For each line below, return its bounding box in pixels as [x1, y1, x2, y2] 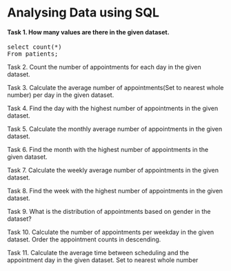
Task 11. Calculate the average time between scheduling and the [7, 249, 190, 257]
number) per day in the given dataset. [7, 91, 114, 99]
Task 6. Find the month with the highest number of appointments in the [7, 146, 209, 154]
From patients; [7, 50, 59, 58]
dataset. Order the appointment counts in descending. [7, 235, 161, 243]
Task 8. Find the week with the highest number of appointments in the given [7, 187, 223, 195]
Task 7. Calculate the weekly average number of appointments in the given [7, 166, 219, 175]
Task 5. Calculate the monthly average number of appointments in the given [7, 125, 223, 133]
